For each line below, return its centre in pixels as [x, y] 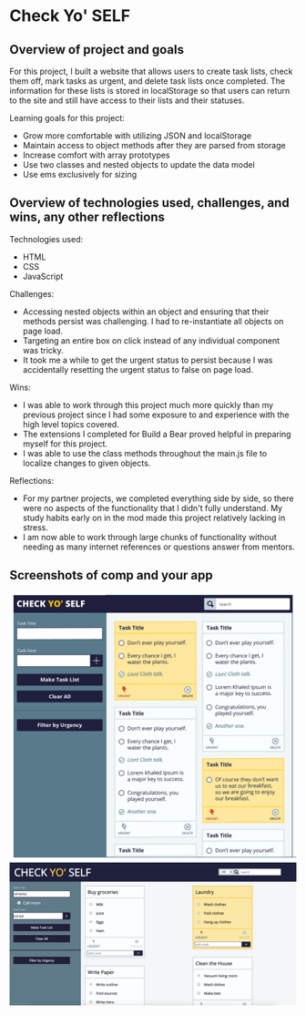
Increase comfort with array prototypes [96, 155]
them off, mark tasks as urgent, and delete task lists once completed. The [147, 81]
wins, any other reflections [87, 217]
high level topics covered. [71, 424]
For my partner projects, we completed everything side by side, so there [158, 498]
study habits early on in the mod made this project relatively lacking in [154, 518]
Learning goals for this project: [67, 118]
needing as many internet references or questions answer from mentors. [159, 547]
